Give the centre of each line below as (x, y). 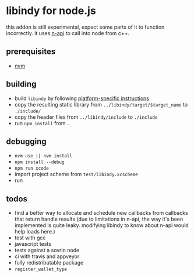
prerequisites (31, 52)
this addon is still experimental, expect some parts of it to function (85, 27)
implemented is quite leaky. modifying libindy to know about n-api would (101, 225)
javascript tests (33, 244)
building (21, 84)
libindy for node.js (51, 11)
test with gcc (30, 238)
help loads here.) (35, 232)
